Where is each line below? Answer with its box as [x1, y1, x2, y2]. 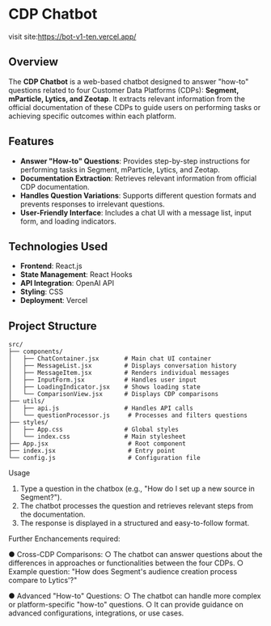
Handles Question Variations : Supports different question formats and [19, 190, 256, 200]
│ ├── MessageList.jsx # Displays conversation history [8, 362, 237, 370]
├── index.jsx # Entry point [8, 447, 176, 455]
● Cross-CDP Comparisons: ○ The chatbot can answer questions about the [8, 550, 263, 560]
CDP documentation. [19, 181, 91, 191]
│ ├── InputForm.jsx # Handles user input [8, 376, 197, 385]
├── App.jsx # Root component [8, 440, 186, 448]
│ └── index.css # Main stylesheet [8, 432, 186, 441]
